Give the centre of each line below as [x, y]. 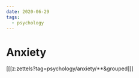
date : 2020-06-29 [28, 12]
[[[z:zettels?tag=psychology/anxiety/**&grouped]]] [70, 68]
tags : [13, 17]
